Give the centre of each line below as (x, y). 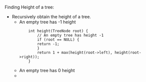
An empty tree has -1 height (48, 22)
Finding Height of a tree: (29, 7)
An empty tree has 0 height (47, 70)
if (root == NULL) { (58, 40)
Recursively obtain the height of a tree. (51, 17)
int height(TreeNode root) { (58, 31)
